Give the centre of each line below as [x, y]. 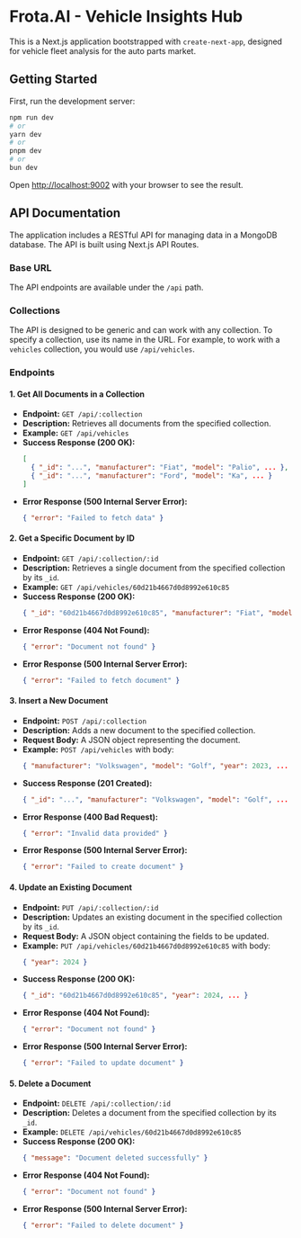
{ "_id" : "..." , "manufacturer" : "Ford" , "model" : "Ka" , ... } [151, 476]
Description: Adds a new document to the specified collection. [139, 730]
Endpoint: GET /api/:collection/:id [90, 558]
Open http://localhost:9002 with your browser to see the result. [127, 184]
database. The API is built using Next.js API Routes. [104, 244]
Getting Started [53, 80]
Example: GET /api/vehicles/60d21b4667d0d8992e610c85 [126, 587]
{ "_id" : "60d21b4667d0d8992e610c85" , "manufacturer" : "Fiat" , [143, 613]
